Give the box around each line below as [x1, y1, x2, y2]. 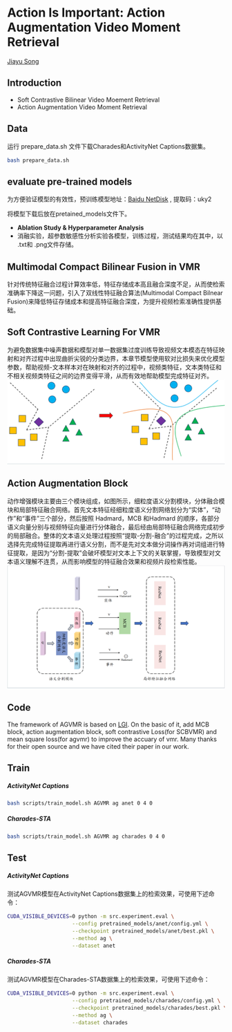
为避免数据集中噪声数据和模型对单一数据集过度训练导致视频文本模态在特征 [7, 346, 219, 354]
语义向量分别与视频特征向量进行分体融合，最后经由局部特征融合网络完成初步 [7, 523, 225, 531]
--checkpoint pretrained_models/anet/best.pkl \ [72, 928, 215, 935]
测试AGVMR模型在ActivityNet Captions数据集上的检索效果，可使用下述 [7, 890, 209, 898]
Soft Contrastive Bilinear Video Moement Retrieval [17, 95, 160, 104]
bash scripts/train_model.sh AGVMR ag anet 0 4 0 [7, 800, 153, 807]
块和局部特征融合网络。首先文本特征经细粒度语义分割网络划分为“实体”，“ [7, 505, 215, 514]
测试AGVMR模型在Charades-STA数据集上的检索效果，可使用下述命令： [7, 975, 211, 984]
